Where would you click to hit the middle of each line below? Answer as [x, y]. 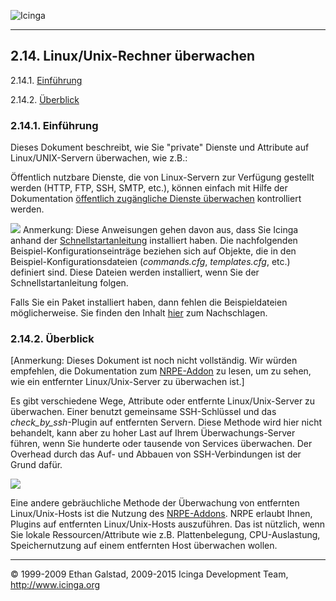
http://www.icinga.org [55, 585]
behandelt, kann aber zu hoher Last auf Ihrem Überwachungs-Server [153, 433]
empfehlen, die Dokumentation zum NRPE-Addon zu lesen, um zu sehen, [161, 371]
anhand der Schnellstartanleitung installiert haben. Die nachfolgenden [154, 241]
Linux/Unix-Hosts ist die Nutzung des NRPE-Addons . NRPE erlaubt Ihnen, [161, 514]
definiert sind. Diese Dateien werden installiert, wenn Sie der [135, 272]
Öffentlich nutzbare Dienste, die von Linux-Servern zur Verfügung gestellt [162, 177]
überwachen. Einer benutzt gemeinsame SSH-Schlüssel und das [143, 412]
